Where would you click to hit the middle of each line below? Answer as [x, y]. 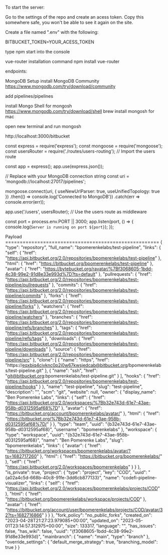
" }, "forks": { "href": [62, 295]
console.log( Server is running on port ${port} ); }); [60, 227]
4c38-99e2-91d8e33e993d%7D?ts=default [50, 274]
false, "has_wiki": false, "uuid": [37, 531]
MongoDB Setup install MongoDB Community [52, 81]
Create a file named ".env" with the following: [52, 32]
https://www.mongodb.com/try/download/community [60, 86]
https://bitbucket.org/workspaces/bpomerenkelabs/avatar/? [69, 451]
